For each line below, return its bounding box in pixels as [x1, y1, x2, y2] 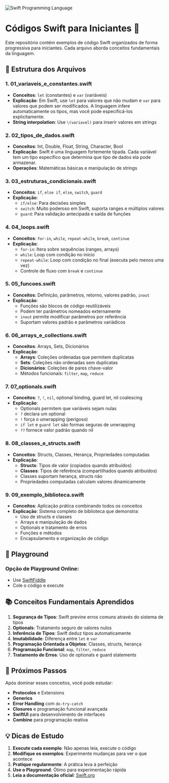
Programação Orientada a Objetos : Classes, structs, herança [12, 641, 142, 647]
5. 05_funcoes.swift [5, 280, 56, 287]
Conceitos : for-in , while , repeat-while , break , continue [12, 235, 129, 241]
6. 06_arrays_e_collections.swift [5, 332, 87, 339]
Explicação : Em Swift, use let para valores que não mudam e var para [12, 97, 161, 103]
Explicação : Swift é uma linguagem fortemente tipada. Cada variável [12, 148, 156, 155]
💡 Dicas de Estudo [5, 732, 64, 740]
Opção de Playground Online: [5, 565, 80, 573]
